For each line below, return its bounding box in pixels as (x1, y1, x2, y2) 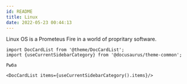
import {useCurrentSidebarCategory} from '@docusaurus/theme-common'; (6, 52, 182, 58)
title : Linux (6, 14, 38, 20)
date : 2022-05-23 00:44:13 (6, 19, 72, 25)
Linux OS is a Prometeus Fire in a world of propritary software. (6, 36, 157, 43)
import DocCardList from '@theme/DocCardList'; (6, 47, 125, 53)
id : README (6, 8, 33, 15)
